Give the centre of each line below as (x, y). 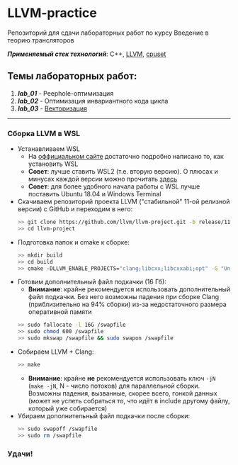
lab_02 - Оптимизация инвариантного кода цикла (93, 101)
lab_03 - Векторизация (52, 108)
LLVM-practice (52, 13)
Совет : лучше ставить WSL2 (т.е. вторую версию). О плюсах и (123, 172)
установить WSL (53, 164)
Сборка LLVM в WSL (44, 133)
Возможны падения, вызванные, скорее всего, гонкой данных (123, 393)
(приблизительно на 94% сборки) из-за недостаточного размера (127, 304)
